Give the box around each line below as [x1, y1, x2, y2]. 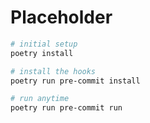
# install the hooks [10, 66, 97, 76]
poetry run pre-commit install [10, 76, 141, 86]
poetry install [10, 48, 74, 58]
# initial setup [10, 39, 78, 49]
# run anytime [10, 94, 70, 104]
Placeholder [10, 6, 113, 29]
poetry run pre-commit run [10, 103, 123, 113]
